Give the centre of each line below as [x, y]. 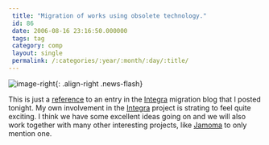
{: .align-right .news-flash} [99, 83]
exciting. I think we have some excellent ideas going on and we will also [127, 116]
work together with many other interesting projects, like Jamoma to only [128, 125]
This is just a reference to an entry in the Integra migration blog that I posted [135, 99]
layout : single [37, 53]
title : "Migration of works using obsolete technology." [109, 16]
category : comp [37, 46]
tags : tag [28, 38]
